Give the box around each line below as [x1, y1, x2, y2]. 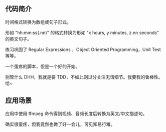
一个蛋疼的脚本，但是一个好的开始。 [5, 63, 80, 69]
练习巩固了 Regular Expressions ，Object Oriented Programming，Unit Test [5, 46, 161, 52]
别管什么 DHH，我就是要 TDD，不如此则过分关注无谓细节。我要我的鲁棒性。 [5, 74, 163, 80]
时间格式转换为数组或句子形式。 [5, 19, 71, 25]
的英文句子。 [5, 35, 32, 41]
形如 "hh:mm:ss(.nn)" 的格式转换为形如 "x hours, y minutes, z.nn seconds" [5, 29, 159, 35]
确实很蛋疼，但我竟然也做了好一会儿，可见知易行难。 [5, 121, 115, 127]
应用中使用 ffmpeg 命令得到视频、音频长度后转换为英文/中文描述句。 [5, 110, 147, 116]
